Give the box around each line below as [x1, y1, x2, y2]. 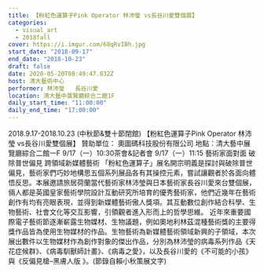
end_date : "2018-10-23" [8, 56, 86, 64]
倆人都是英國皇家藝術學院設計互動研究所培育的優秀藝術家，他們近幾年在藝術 [8, 187, 256, 197]
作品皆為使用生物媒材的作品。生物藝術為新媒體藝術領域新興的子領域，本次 [14, 227, 256, 236]
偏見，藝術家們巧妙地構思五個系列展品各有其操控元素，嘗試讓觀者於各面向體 [8, 168, 256, 177]
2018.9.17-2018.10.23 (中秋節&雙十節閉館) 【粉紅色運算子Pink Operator [8, 129, 236, 138]
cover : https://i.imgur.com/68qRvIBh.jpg [8, 41, 146, 49]
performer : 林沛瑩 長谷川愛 [8, 84, 99, 93]
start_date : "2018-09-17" [8, 48, 93, 56]
